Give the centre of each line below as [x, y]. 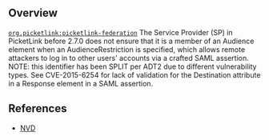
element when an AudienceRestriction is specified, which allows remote [127, 49]
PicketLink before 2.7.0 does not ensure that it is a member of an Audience [131, 41]
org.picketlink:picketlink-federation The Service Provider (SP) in [121, 32]
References [38, 108]
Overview [33, 13]
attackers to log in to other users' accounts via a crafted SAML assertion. [129, 58]
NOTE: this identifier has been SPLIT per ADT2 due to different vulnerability [132, 66]
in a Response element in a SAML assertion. [81, 83]
